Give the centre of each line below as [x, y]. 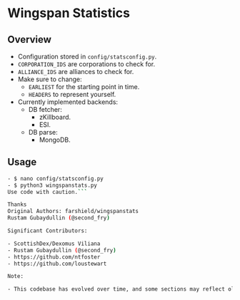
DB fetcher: [45, 109]
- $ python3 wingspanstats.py [52, 185]
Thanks [17, 205]
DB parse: [43, 132]
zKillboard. [55, 117]
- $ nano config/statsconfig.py [55, 179]
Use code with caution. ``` [47, 192]
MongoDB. [55, 140]
